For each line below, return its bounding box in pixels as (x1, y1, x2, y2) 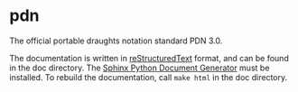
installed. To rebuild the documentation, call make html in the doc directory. (9, 71, 288, 82)
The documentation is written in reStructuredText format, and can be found (9, 52, 289, 63)
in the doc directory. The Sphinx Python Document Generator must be (9, 62, 270, 73)
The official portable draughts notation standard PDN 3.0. (9, 35, 223, 46)
